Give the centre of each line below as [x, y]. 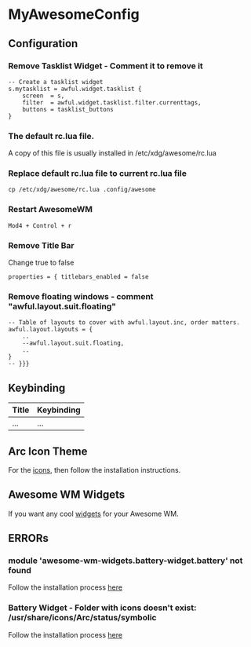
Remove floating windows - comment [81, 296]
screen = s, [44, 96]
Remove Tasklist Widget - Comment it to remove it [106, 66]
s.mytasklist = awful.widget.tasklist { [75, 89]
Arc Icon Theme [48, 451]
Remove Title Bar [41, 245]
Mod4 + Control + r [40, 225]
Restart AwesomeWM [50, 210]
